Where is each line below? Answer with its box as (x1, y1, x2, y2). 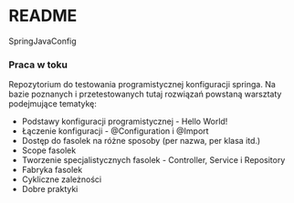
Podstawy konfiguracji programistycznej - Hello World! (21, 116, 228, 127)
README (8, 5, 78, 26)
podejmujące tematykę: (8, 98, 98, 109)
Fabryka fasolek (21, 165, 83, 176)
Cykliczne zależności (21, 174, 102, 185)
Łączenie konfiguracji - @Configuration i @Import (21, 126, 209, 137)
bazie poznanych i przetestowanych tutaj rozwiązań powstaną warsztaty (8, 88, 282, 100)
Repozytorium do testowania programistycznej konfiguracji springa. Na (8, 79, 276, 90)
